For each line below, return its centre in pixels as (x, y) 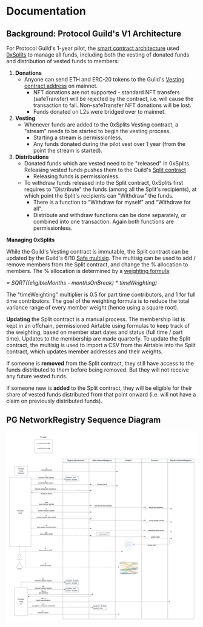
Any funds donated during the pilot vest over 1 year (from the (109, 144)
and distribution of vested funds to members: (63, 61)
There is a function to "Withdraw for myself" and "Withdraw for (112, 202)
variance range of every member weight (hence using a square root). (92, 307)
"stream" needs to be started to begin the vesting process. (97, 131)
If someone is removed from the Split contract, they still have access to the (100, 363)
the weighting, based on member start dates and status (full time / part (95, 332)
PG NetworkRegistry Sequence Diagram (84, 420)
